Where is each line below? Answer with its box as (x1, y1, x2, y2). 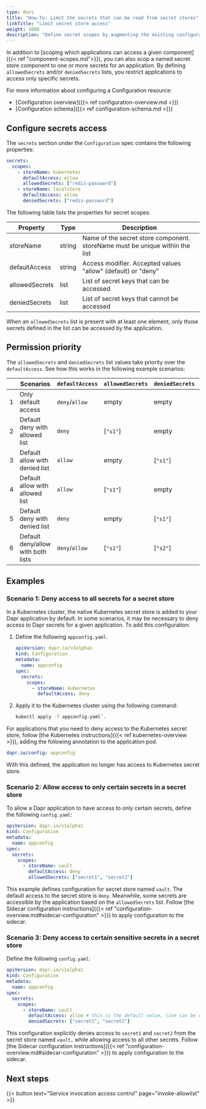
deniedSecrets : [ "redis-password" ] (22, 198, 114, 204)
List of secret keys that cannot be (82, 294, 179, 303)
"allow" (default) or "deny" (82, 267, 159, 275)
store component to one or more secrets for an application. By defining (6, 62, 186, 69)
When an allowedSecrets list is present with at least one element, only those (6, 318, 199, 325)
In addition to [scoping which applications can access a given (6, 49, 162, 56)
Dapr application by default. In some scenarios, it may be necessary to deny (6, 615, 199, 622)
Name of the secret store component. (82, 233, 191, 242)
